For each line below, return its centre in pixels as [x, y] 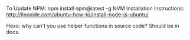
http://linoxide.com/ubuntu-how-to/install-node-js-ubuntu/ [77, 14]
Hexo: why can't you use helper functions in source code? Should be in [93, 26]
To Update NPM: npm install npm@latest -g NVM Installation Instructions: [95, 8]
